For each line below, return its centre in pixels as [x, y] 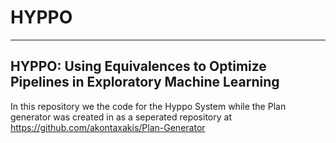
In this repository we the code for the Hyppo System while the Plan [148, 106]
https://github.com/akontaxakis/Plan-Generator [108, 127]
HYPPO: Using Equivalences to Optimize [138, 66]
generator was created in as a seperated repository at [121, 117]
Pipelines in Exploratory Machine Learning [145, 82]
